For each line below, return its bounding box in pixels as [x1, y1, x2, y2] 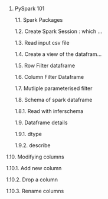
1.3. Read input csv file [14, 39, 70, 46]
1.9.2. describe [14, 142, 51, 149]
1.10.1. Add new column [6, 165, 62, 171]
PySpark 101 [14, 5, 45, 12]
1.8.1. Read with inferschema [14, 108, 84, 114]
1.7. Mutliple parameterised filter [14, 85, 93, 92]
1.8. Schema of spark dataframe [14, 97, 93, 103]
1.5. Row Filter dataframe [14, 62, 76, 69]
